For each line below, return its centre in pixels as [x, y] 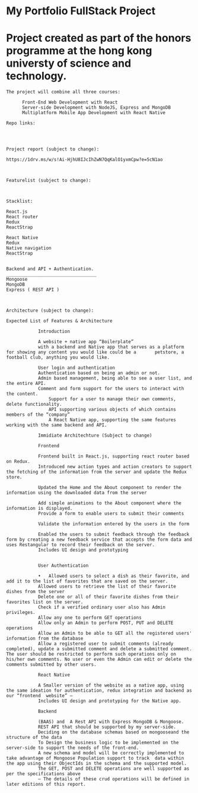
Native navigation [29, 248]
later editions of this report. [46, 784]
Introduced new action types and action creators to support [115, 467]
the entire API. [26, 384]
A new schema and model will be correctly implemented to [111, 753]
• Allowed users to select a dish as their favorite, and [114, 576]
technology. [36, 76]
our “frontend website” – [39, 696]
